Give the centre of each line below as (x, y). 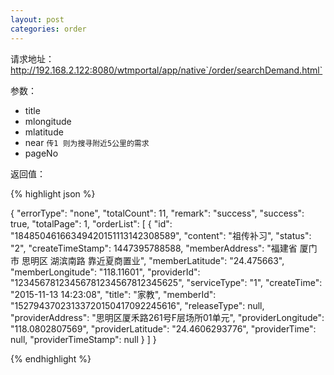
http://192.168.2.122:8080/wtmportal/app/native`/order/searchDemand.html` (166, 70)
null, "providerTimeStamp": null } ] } (83, 339)
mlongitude (48, 121)
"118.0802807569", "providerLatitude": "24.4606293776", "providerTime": (163, 328)
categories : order (48, 29)
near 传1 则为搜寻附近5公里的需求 (87, 142)
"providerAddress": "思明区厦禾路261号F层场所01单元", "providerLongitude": (167, 317)
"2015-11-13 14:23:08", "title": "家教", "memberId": (113, 294)
